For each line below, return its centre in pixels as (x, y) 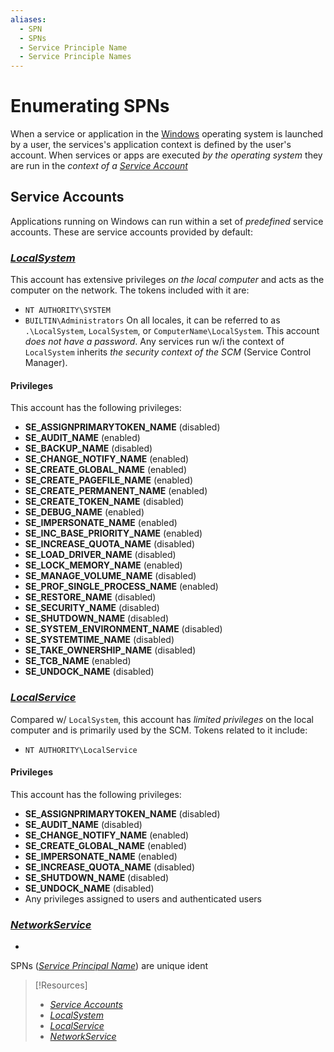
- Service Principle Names (75, 57)
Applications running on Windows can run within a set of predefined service (167, 221)
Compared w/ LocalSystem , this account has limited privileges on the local (162, 719)
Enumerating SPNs (90, 106)
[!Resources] (61, 985)
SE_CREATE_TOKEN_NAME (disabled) (104, 502)
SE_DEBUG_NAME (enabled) (84, 512)
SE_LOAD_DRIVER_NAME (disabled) (100, 555)
